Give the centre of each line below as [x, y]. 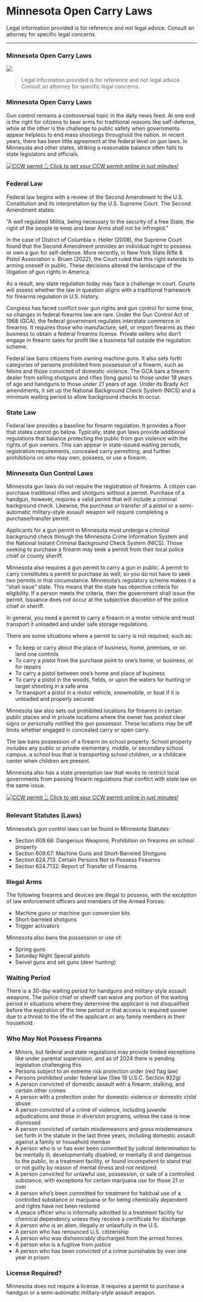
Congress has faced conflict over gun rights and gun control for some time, [100, 308]
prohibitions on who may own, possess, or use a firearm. [77, 458]
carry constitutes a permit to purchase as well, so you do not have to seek [98, 574]
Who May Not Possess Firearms [54, 1039]
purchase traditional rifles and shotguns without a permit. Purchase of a [95, 493]
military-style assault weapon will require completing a [100, 512]
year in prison [32, 1257]
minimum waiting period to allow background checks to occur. [84, 396]
